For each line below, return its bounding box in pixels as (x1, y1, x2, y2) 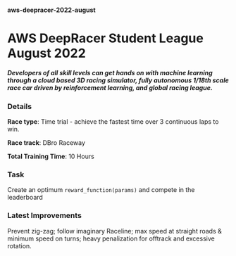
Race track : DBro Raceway (7, 139, 86, 147)
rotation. (7, 241, 32, 250)
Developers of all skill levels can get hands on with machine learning (7, 69, 213, 77)
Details (7, 101, 32, 111)
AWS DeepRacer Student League (7, 30, 204, 46)
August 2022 (7, 45, 86, 61)
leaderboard (7, 193, 44, 202)
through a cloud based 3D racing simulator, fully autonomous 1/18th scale (7, 76, 229, 84)
